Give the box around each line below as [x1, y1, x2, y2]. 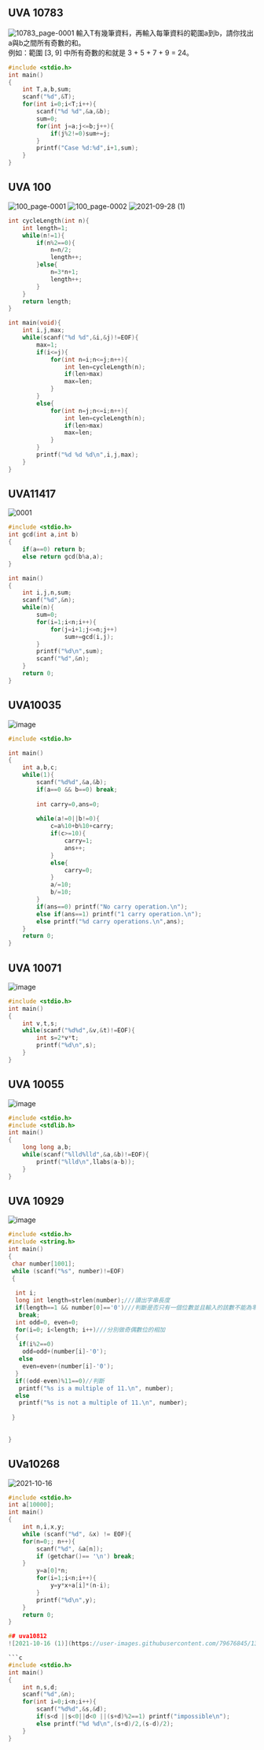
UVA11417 [8, 488, 57, 501]
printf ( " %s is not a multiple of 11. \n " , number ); [18, 1399, 189, 1407]
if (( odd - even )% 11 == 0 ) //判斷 [15, 1377, 104, 1385]
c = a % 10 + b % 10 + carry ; [49, 823, 114, 830]
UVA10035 [8, 699, 62, 712]
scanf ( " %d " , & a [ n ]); [36, 1544, 104, 1553]
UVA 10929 [8, 1194, 64, 1208]
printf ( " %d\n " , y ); [36, 1596, 97, 1604]
